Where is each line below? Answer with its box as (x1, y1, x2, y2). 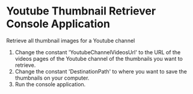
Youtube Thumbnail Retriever (6, 4, 156, 18)
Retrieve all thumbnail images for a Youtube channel (6, 37, 135, 44)
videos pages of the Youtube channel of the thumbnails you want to (14, 55, 183, 62)
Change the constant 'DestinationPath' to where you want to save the (14, 67, 188, 75)
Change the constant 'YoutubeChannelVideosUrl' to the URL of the (14, 48, 181, 55)
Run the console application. (14, 80, 86, 88)
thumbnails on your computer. (14, 74, 90, 81)
